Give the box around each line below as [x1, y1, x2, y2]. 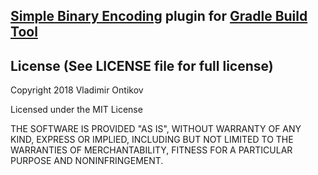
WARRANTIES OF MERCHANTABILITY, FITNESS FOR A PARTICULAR [10, 144, 293, 156]
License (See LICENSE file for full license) [10, 57, 274, 74]
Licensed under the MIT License [10, 104, 143, 116]
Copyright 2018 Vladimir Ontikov [10, 84, 144, 96]
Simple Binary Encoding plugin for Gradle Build [10, 8, 308, 25]
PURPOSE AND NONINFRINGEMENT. [10, 155, 164, 167]
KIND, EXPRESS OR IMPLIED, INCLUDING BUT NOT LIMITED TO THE [10, 134, 294, 146]
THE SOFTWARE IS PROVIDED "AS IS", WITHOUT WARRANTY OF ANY [10, 123, 302, 135]
